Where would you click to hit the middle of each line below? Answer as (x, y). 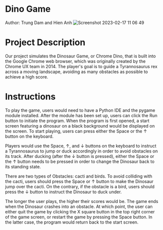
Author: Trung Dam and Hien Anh (39, 23)
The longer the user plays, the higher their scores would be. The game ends (82, 201)
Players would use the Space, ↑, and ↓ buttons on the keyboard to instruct (81, 146)
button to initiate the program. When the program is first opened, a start (77, 121)
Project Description (45, 42)
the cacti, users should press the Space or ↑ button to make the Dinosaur (79, 181)
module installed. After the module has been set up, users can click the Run (81, 115)
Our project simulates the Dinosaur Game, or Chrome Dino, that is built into (81, 56)
